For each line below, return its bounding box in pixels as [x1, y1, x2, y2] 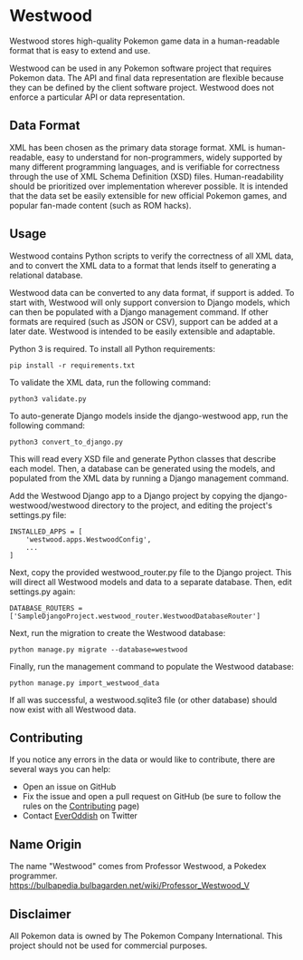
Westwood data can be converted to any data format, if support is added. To [9, 287, 295, 298]
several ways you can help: [9, 764, 111, 775]
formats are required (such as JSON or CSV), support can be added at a [9, 316, 279, 327]
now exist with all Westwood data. [9, 704, 137, 715]
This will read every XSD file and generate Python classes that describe [9, 453, 277, 464]
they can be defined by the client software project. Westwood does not [9, 82, 274, 93]
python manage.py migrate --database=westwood [9, 645, 188, 654]
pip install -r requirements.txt [9, 360, 136, 370]
